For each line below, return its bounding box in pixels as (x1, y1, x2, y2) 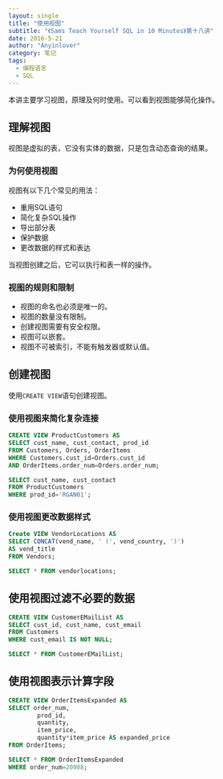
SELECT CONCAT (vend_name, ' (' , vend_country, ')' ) (8, 538, 184, 546)
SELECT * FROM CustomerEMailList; (8, 650, 124, 658)
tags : (8, 57, 26, 65)
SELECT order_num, (8, 703, 70, 712)
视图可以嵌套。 (19, 332, 70, 342)
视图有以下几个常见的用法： (8, 185, 100, 195)
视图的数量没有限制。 (19, 311, 91, 322)
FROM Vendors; (8, 553, 56, 561)
